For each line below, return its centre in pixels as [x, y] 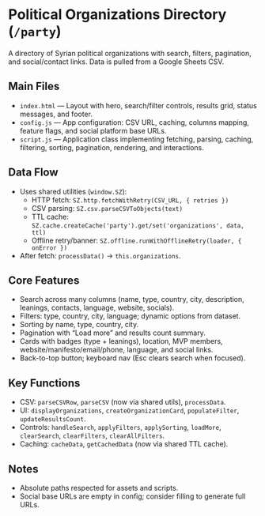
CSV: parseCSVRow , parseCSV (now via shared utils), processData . [123, 402]
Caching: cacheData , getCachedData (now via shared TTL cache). [124, 444]
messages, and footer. [56, 114]
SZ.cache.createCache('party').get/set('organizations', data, [138, 226]
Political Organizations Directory [117, 15]
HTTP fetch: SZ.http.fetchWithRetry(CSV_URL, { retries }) [130, 200]
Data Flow [33, 173]
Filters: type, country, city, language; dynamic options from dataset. [130, 316]
